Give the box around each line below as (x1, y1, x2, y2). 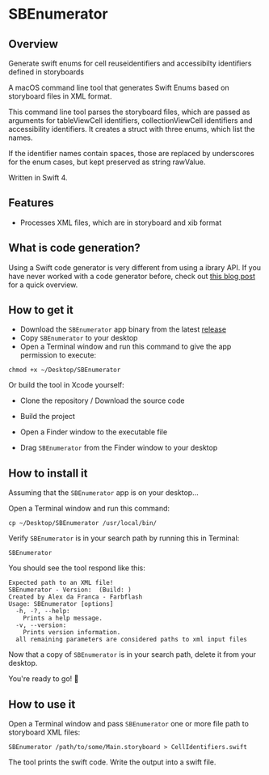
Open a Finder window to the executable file (19, 427, 168, 437)
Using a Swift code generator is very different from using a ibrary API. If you (8, 262, 261, 272)
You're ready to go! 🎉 (8, 674, 79, 684)
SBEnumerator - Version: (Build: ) (8, 586, 132, 595)
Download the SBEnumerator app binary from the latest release (19, 324, 227, 334)
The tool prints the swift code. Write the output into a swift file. (8, 757, 216, 767)
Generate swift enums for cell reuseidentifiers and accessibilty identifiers (8, 58, 252, 68)
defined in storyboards (8, 67, 85, 77)
